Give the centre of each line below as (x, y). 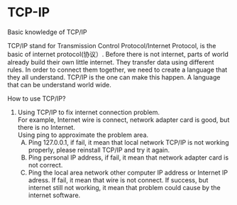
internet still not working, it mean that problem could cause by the (125, 187)
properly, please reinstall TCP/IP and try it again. (99, 150)
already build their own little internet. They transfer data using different (111, 62)
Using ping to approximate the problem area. (83, 135)
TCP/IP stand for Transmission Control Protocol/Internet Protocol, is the (112, 45)
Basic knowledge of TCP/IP (47, 32)
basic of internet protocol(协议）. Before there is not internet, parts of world (118, 54)
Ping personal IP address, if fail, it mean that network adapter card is (128, 157)
